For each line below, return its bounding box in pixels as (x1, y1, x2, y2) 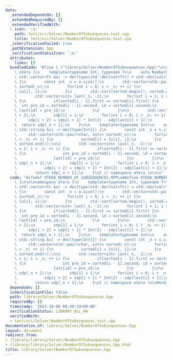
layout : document (5, 328, 42, 333)
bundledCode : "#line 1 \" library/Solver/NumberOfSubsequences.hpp (10, 65, 155, 70)
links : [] (14, 60, 36, 65)
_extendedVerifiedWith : (10, 22, 60, 27)
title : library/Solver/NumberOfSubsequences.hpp (5, 347, 111, 352)
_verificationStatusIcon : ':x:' (10, 50, 79, 56)
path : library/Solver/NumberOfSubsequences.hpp (10, 294, 114, 300)
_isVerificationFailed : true (10, 41, 72, 46)
